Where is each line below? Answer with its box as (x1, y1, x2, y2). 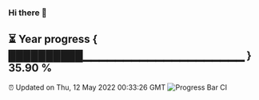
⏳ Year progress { (8, 33, 98, 46)
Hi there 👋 (8, 7, 48, 18)
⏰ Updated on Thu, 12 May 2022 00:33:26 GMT (8, 83, 166, 92)
